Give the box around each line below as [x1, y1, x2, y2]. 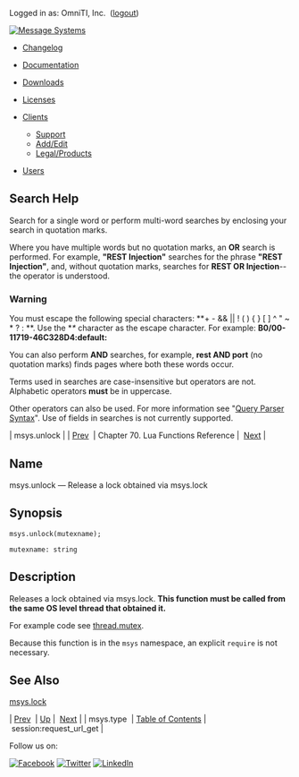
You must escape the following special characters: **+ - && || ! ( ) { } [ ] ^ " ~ [9, 313, 290, 324]
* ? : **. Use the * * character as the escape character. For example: [9, 322, 256, 334]
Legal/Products [35, 148, 92, 158]
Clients [21, 112, 49, 122]
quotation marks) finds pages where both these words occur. [9, 359, 235, 370]
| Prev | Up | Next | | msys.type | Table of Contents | [9, 713, 207, 724]
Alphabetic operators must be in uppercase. [9, 386, 172, 397]
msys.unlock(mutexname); [9, 529, 102, 538]
